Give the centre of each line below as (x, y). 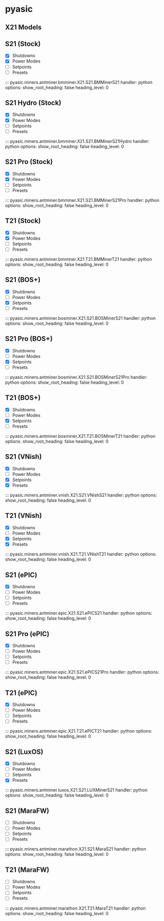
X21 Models (23, 27)
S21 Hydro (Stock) (33, 103)
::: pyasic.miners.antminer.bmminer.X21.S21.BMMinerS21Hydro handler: (77, 141)
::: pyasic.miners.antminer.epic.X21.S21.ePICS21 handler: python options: (79, 613)
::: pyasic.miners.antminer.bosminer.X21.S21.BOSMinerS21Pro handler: (76, 377)
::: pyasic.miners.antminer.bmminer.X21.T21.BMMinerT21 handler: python (79, 259)
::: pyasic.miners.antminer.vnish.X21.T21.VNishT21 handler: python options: (81, 554)
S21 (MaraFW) (27, 811)
